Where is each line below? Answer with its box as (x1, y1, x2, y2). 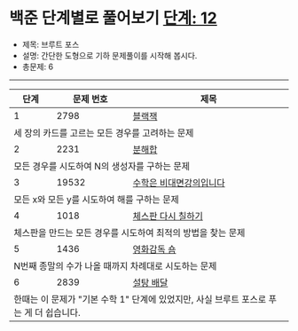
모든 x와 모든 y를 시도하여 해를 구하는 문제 (13, 193, 180, 205)
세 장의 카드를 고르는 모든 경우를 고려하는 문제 (13, 126, 194, 138)
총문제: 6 (21, 61, 54, 72)
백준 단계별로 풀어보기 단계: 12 (9, 8, 217, 28)
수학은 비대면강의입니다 (132, 177, 226, 189)
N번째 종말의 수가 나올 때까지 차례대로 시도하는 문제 (13, 259, 217, 272)
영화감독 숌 (132, 243, 176, 256)
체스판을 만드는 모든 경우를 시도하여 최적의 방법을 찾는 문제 (13, 226, 246, 239)
